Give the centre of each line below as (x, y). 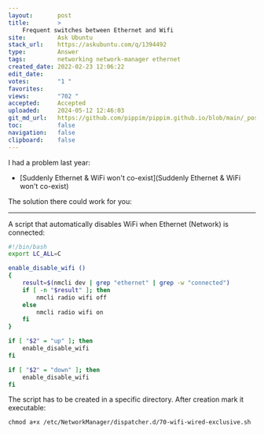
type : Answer (44, 52)
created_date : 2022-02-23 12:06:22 (66, 67)
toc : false (42, 125)
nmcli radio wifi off (72, 297)
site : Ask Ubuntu (50, 37)
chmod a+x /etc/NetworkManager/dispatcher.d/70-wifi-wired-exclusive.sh (130, 422)
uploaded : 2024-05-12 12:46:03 (66, 111)
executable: (27, 408)
